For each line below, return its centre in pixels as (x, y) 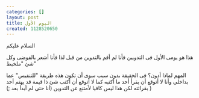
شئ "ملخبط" (21, 64)
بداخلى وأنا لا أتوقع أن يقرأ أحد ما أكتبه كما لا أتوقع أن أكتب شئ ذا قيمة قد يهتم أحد (97, 82)
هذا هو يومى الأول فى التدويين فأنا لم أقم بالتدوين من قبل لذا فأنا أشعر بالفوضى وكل (100, 57)
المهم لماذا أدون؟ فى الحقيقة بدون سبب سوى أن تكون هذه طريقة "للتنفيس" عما (96, 75)
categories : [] (25, 12)
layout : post (23, 17)
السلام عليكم (21, 46)
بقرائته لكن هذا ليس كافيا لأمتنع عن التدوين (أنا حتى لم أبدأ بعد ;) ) (79, 88)
